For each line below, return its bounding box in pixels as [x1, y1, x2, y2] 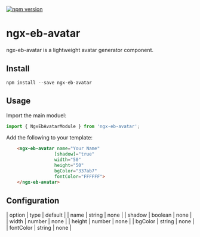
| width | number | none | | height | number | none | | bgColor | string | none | [6, 218, 195, 225]
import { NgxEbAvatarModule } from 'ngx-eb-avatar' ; [6, 123, 140, 129]
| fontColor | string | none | [6, 224, 72, 232]
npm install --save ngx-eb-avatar [6, 80, 93, 86]
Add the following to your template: [6, 134, 93, 141]
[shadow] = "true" [54, 151, 95, 157]
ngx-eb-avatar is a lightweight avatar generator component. [6, 46, 154, 53]
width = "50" [54, 157, 82, 163]
